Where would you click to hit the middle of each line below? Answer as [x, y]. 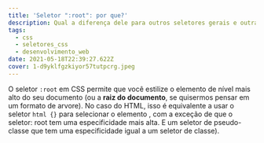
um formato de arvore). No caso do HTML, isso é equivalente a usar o [121, 105]
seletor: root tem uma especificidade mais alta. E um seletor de [110, 122]
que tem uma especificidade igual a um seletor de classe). [125, 130]
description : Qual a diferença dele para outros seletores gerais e [123, 23]
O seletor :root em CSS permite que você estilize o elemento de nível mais [130, 89]
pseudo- [227, 122]
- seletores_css [42, 45]
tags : [17, 30]
